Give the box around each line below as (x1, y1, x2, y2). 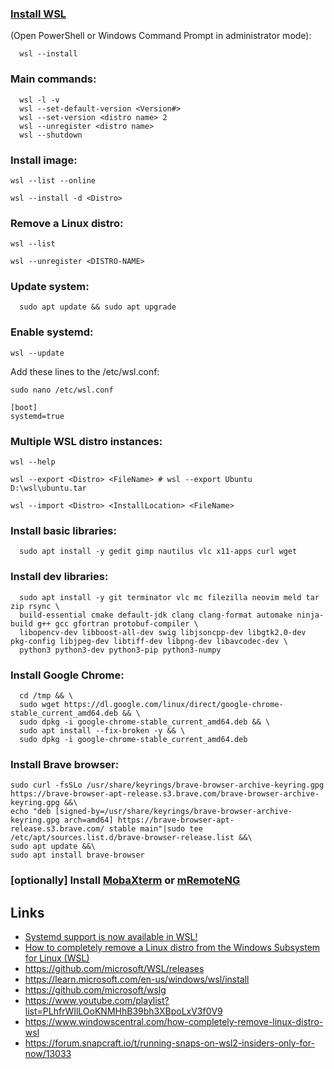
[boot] (10, 402, 38, 412)
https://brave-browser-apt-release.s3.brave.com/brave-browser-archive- (10, 789, 320, 799)
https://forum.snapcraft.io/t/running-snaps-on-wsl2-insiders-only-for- (24, 1037, 315, 1049)
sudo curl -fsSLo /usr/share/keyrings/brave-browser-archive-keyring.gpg (10, 780, 325, 791)
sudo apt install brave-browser (10, 850, 145, 861)
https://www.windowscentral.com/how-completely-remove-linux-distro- (24, 1016, 324, 1027)
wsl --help (10, 457, 56, 467)
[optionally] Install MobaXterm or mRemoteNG (10, 873, 241, 887)
